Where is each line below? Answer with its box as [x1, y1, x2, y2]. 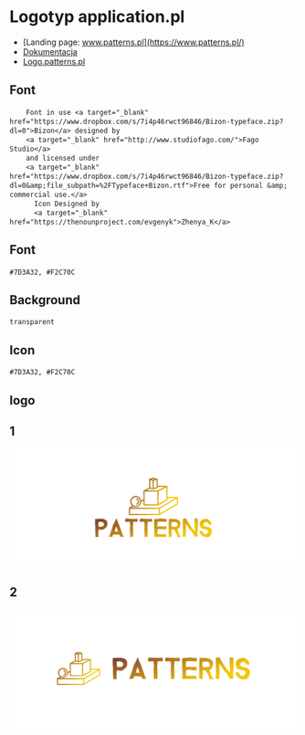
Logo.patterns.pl [22, 56, 86, 67]
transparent [9, 318, 55, 327]
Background [9, 292, 80, 308]
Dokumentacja [22, 46, 78, 57]
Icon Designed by [33, 199, 100, 208]
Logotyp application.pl [9, 6, 185, 27]
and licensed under [26, 153, 100, 163]
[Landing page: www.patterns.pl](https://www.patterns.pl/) [22, 37, 245, 47]
